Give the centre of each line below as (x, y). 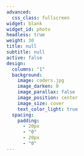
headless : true (26, 35)
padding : (29, 120)
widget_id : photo (29, 29)
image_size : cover (41, 103)
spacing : (23, 115)
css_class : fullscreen (41, 18)
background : (27, 75)
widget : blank (25, 23)
